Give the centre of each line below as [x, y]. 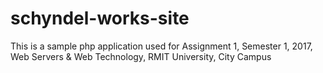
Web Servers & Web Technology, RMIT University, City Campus [141, 56]
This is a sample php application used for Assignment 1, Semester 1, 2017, [161, 46]
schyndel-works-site [100, 18]
